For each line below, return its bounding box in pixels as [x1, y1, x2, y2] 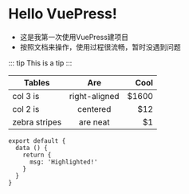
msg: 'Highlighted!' [29, 157, 98, 166]
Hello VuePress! [8, 5, 117, 23]
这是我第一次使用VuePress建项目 [19, 32, 129, 42]
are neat [78, 117, 110, 128]
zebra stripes [12, 117, 62, 128]
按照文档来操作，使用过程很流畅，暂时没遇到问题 [19, 42, 181, 52]
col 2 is [12, 103, 40, 114]
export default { [8, 137, 66, 145]
